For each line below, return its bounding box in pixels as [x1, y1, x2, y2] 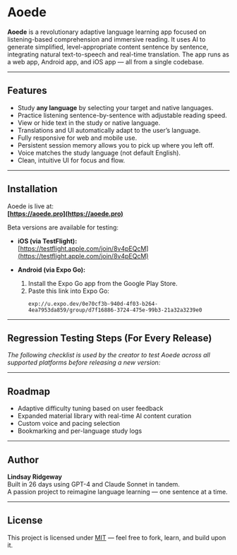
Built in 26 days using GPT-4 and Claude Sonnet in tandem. [7, 480, 180, 488]
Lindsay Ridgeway [7, 472, 62, 481]
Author [7, 453, 39, 466]
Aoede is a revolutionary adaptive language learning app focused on [7, 28, 207, 36]
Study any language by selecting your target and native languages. [17, 103, 214, 112]
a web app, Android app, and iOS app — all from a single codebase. [7, 57, 205, 66]
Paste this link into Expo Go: [28, 287, 109, 295]
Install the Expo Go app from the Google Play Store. [28, 279, 178, 287]
